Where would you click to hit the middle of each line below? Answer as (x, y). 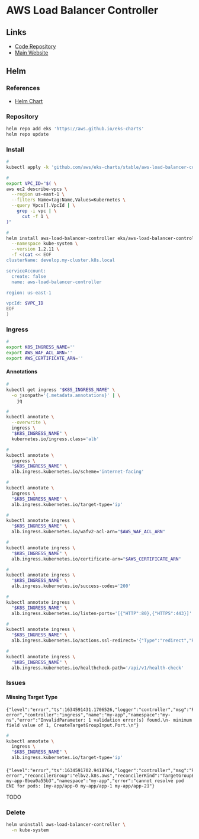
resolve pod (169, 781)
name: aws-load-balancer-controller (57, 282)
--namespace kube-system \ (45, 244)
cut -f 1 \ (35, 216)
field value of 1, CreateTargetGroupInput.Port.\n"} (73, 725)
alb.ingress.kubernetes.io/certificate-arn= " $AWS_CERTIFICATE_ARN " (97, 559)
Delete (16, 812)
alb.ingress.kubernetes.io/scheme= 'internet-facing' (78, 472)
